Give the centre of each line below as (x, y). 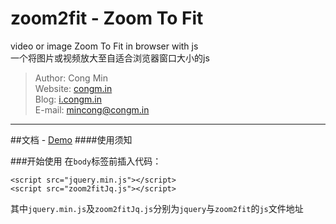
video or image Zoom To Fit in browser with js (104, 46)
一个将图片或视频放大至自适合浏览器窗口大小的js (110, 58)
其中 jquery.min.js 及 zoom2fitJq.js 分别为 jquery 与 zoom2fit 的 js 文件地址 (157, 208)
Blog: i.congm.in (68, 99)
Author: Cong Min (71, 78)
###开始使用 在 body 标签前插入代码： (86, 161)
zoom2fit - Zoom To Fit (107, 18)
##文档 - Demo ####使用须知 (71, 139)
